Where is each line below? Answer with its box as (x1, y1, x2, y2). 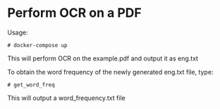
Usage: (7, 28, 28, 37)
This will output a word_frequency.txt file (7, 94, 126, 102)
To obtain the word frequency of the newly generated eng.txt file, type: (7, 68, 214, 76)
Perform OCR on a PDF (7, 5, 142, 21)
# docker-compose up (7, 41, 68, 49)
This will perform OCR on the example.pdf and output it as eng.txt (7, 54, 199, 63)
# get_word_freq (7, 81, 55, 89)
